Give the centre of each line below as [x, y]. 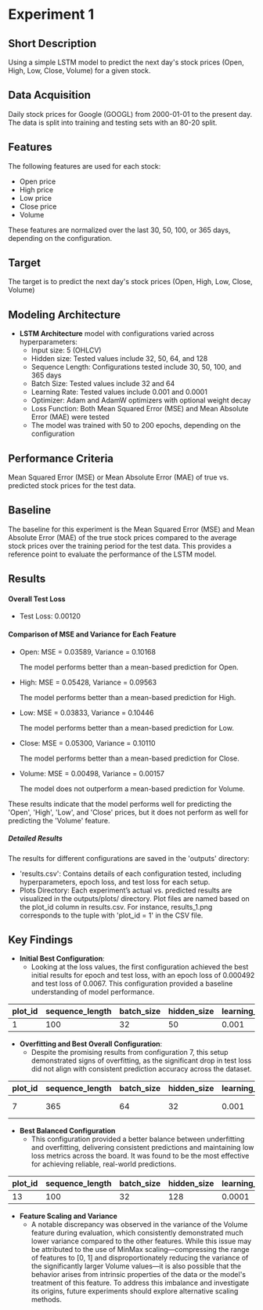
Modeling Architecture [65, 314]
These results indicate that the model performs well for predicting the [120, 804]
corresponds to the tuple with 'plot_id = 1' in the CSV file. [111, 915]
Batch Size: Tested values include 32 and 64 [103, 384]
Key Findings [41, 940]
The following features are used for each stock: [85, 166]
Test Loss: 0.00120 [50, 616]
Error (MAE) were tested [70, 417]
